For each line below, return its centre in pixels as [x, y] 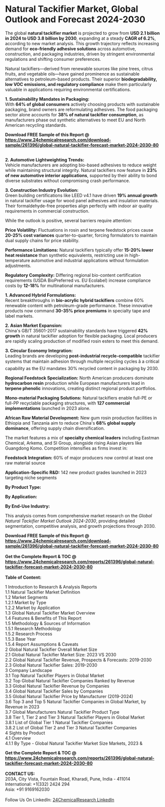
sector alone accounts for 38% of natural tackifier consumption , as [74, 114]
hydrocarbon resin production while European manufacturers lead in [75, 383]
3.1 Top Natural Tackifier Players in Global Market [55, 675]
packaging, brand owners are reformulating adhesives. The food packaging [82, 109]
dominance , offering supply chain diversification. [55, 428]
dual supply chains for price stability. [42, 240]
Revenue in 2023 [22, 707]
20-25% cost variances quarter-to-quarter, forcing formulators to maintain [81, 235]
